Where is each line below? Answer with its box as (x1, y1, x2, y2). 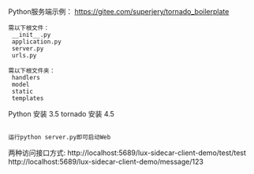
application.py (11, 38, 62, 46)
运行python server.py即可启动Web (8, 133, 111, 141)
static (11, 87, 34, 95)
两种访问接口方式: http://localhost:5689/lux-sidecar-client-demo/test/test (8, 148, 247, 157)
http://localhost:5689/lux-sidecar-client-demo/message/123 (8, 157, 204, 166)
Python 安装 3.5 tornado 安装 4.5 (8, 109, 114, 118)
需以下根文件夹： (8, 67, 56, 75)
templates (11, 94, 44, 102)
